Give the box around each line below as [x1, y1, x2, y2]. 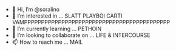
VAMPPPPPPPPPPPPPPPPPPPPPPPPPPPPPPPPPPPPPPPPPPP [12, 19, 171, 25]
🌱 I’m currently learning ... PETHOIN [12, 25, 102, 32]
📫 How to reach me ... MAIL [12, 38, 83, 46]
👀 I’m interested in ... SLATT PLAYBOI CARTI [12, 12, 123, 19]
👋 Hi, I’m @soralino [12, 6, 59, 13]
